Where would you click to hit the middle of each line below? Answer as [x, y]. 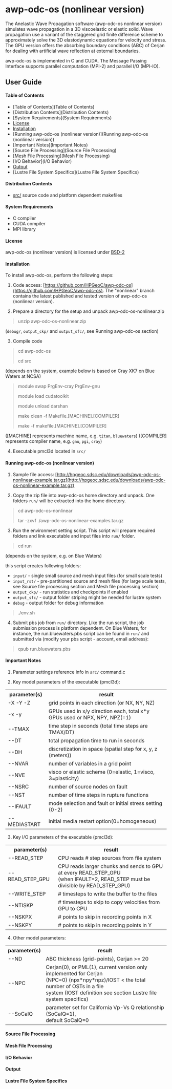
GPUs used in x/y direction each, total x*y [99, 711]
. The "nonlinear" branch [129, 291]
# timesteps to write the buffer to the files [108, 893]
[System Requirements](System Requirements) [62, 118]
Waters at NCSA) [23, 376]
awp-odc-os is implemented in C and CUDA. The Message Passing [76, 60]
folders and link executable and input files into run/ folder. [74, 536]
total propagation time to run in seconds [96, 740]
